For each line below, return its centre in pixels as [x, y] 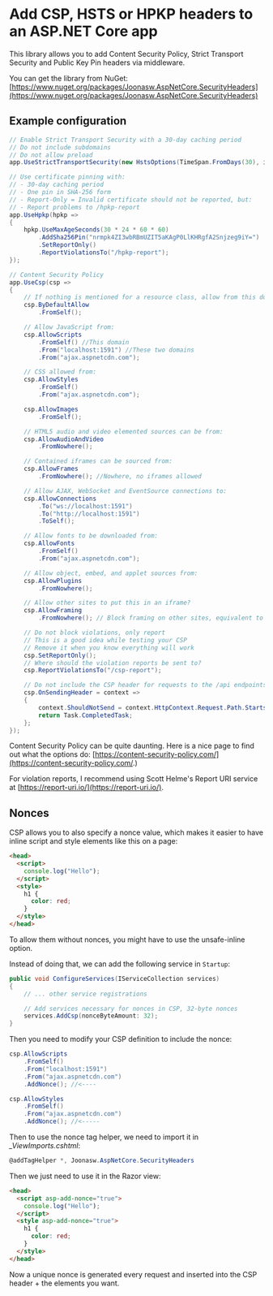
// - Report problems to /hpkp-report [75, 207]
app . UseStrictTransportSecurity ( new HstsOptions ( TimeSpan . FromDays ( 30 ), [134, 162]
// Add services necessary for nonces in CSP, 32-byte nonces [131, 1009]
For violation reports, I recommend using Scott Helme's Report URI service [134, 779]
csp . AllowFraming [53, 611]
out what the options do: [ [52, 754]
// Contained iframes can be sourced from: [98, 461]
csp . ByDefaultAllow [57, 305]
